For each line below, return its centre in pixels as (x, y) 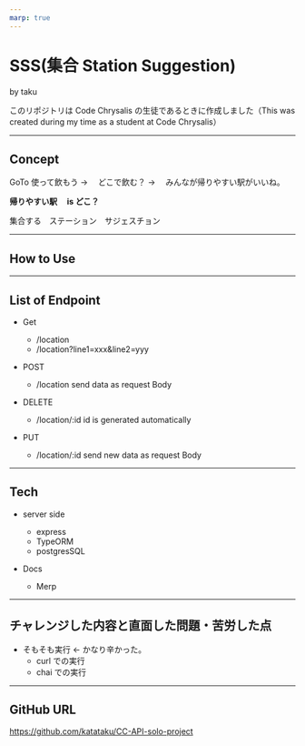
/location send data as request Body (104, 384)
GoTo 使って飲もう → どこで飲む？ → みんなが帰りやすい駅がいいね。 (147, 182)
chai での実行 (61, 672)
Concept (34, 159)
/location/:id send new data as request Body (119, 455)
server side (44, 514)
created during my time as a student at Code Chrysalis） (115, 121)
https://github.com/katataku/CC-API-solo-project (101, 731)
